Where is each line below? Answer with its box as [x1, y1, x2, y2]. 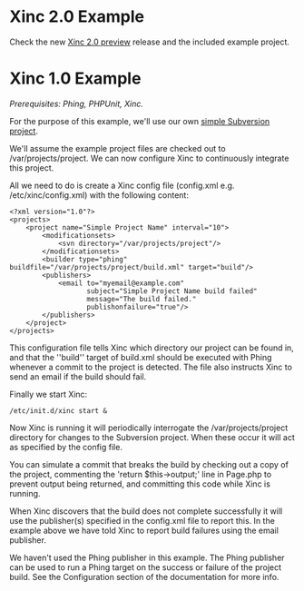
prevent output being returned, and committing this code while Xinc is [9, 478, 270, 489]
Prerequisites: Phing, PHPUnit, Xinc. [9, 98, 143, 109]
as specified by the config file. [9, 441, 123, 452]
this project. [9, 162, 54, 173]
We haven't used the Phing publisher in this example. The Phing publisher [9, 552, 285, 563]
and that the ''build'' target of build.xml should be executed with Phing [9, 351, 272, 362]
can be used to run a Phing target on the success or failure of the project [9, 561, 282, 573]
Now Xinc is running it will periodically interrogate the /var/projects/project [9, 422, 289, 433]
